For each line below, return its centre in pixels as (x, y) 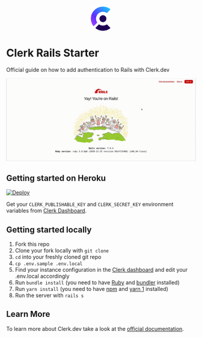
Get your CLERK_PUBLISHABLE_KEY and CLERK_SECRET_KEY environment (90, 204)
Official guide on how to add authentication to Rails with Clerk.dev (88, 69)
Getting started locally (49, 230)
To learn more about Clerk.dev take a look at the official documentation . (95, 328)
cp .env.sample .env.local (49, 264)
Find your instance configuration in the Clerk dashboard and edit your (101, 270)
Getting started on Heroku (56, 178)
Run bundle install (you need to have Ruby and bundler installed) (97, 283)
